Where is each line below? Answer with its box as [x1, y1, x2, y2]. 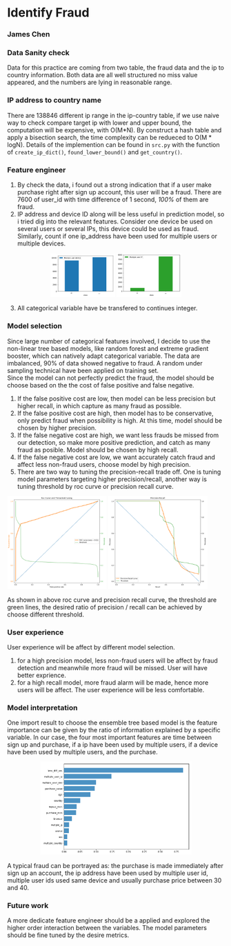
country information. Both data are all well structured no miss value [7, 71, 198, 79]
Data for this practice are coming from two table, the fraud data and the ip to [7, 63, 224, 72]
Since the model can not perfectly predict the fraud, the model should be [7, 374, 214, 382]
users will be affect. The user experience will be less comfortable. [17, 685, 205, 694]
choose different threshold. [7, 610, 85, 618]
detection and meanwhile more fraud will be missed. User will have [17, 663, 208, 672]
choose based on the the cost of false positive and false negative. [7, 381, 194, 389]
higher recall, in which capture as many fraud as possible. [17, 401, 181, 410]
